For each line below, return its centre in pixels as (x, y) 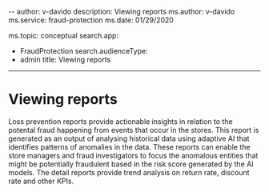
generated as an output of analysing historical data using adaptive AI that (129, 138)
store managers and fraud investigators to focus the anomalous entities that (133, 155)
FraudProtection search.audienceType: (84, 51)
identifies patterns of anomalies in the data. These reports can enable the (129, 146)
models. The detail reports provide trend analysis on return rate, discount (129, 172)
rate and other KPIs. (41, 181)
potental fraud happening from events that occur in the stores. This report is (134, 130)
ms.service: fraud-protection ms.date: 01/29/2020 (91, 20)
